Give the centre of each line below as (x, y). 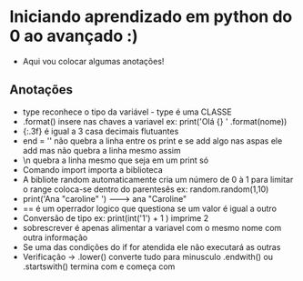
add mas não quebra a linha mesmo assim (101, 150)
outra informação (55, 237)
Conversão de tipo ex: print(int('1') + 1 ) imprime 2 (116, 218)
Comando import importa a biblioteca (93, 169)
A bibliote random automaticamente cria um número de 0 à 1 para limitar (158, 179)
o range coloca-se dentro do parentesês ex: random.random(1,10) (146, 189)
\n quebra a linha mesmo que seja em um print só (116, 160)
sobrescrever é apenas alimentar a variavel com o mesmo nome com (152, 227)
